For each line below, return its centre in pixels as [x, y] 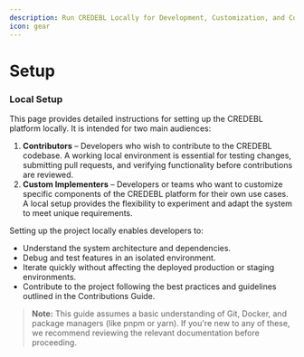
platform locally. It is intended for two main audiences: [110, 128]
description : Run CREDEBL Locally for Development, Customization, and [147, 18]
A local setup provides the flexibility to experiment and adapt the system [157, 203]
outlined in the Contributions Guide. [89, 296]
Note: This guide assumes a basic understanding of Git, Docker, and [159, 314]
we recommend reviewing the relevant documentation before [145, 333]
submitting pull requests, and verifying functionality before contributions [157, 164]
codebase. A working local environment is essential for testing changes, [157, 155]
